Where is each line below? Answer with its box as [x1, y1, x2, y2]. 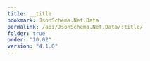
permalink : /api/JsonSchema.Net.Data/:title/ [7, 23, 143, 30]
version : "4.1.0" [7, 43, 58, 50]
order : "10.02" [7, 36, 52, 43]
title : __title [7, 10, 52, 18]
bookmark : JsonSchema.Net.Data [7, 17, 99, 24]
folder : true [7, 29, 46, 37]
